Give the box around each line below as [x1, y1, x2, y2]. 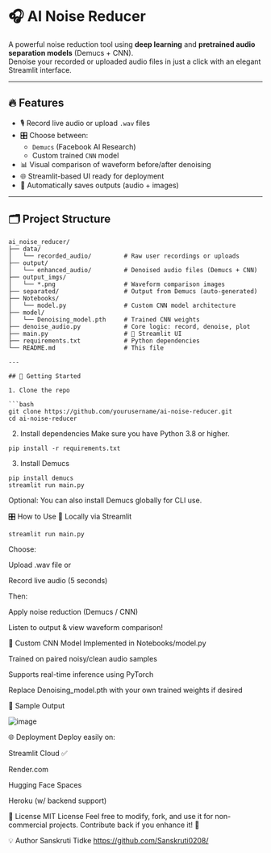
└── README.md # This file [8, 343, 164, 352]
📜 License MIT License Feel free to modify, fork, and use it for [8, 811, 214, 821]
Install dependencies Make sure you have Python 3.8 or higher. [19, 428, 230, 438]
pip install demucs [8, 474, 74, 482]
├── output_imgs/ [8, 273, 67, 281]
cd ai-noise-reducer [8, 414, 78, 422]
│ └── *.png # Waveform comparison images [8, 280, 226, 288]
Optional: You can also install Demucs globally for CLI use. [8, 495, 202, 505]
